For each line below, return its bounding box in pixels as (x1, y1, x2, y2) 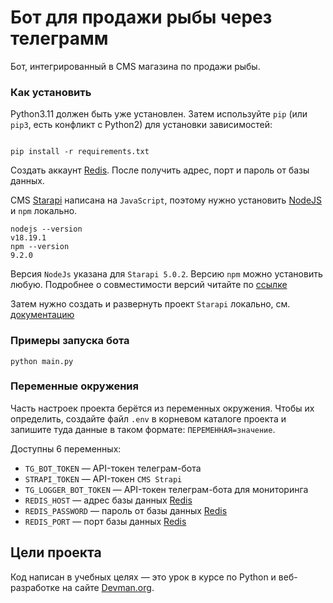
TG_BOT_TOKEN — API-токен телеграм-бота (24, 462, 202, 474)
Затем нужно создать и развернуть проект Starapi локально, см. (10, 298, 291, 310)
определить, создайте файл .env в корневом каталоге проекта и (10, 412, 287, 425)
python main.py (10, 356, 74, 366)
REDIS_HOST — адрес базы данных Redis (24, 494, 193, 506)
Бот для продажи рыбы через (10, 6, 273, 29)
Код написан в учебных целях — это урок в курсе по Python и (10, 571, 277, 583)
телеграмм (10, 27, 109, 50)
